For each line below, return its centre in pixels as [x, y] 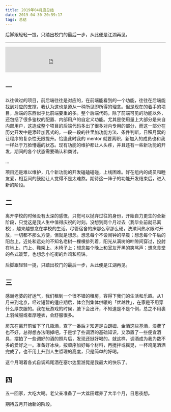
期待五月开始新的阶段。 [30, 404]
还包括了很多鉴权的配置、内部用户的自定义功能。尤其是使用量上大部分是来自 [85, 119]
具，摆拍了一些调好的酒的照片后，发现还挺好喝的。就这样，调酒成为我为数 [83, 338]
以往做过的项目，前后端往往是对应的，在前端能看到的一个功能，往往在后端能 [85, 101]
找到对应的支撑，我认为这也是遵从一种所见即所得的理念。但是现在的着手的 [83, 107]
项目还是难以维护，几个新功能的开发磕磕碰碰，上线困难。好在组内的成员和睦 [85, 172]
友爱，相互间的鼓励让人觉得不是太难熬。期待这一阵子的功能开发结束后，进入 [85, 179]
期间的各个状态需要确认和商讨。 [48, 152]
